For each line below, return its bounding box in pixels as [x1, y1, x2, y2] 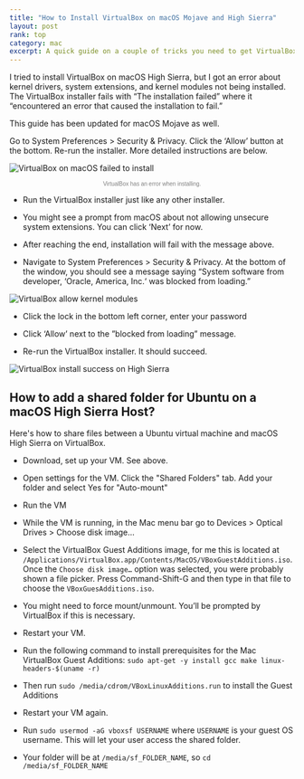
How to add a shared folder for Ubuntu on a [9, 390, 257, 405]
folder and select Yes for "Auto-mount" [22, 481, 168, 493]
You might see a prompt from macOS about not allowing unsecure [22, 212, 270, 223]
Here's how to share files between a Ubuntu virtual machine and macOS [9, 427, 279, 439]
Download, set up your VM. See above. [22, 454, 169, 466]
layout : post [9, 22, 59, 31]
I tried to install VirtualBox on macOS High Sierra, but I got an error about [9, 71, 280, 82]
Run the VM [22, 499, 67, 510]
